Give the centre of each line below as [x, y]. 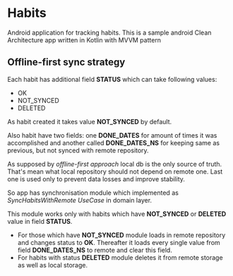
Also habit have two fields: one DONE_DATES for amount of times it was [112, 135]
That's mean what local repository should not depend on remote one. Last [115, 172]
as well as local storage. [53, 265]
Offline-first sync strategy [66, 62]
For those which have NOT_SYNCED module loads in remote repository [121, 235]
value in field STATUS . [40, 221]
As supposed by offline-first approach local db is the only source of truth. [115, 164]
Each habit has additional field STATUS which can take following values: [112, 79]
